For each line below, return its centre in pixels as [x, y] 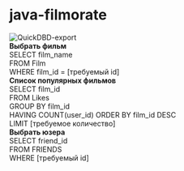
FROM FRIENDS [36, 149]
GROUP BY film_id [40, 106]
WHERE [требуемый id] [49, 158]
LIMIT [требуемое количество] [62, 123]
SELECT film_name [41, 54]
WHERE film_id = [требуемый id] [64, 71]
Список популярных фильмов [63, 80]
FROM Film [28, 63]
